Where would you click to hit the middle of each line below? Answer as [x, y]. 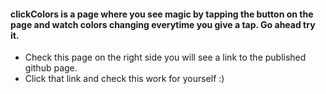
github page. [51, 68]
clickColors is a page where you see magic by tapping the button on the [162, 14]
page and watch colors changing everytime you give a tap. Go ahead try [163, 24]
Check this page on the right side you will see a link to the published [165, 57]
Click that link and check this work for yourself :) [124, 79]
